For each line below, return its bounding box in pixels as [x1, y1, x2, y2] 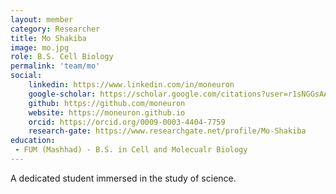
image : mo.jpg [10, 42, 70, 53]
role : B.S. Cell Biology [10, 52, 114, 62]
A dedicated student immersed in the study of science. [10, 172, 237, 184]
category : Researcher [10, 24, 101, 34]
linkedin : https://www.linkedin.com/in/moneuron [28, 80, 235, 90]
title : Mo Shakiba [10, 33, 87, 43]
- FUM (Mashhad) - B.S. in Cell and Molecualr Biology [14, 145, 248, 155]
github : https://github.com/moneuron [28, 98, 186, 108]
